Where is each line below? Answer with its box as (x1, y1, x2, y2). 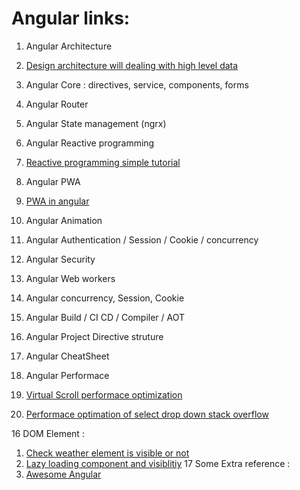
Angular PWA (25, 175, 81, 187)
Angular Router (25, 98, 89, 110)
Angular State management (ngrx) (25, 117, 167, 129)
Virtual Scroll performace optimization (25, 388, 183, 401)
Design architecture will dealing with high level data (25, 59, 239, 71)
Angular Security (25, 253, 96, 265)
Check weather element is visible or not (25, 447, 190, 459)
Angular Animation (25, 214, 103, 226)
